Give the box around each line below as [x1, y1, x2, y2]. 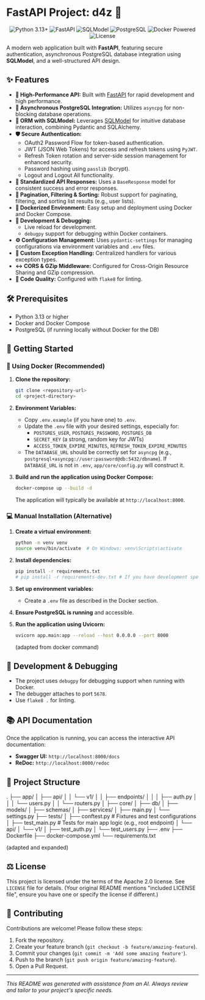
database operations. [38, 110, 92, 118]
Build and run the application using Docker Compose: [15, 473, 154, 480]
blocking [15, 110, 38, 118]
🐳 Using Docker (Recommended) [6, 361, 106, 370]
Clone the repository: [15, 375, 71, 383]
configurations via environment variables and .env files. [15, 242, 156, 250]
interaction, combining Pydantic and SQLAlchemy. [15, 123, 142, 131]
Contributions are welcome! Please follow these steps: [6, 924, 143, 932]
